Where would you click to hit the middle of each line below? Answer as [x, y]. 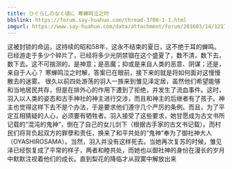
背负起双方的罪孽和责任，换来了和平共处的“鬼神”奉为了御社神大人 [119, 133]
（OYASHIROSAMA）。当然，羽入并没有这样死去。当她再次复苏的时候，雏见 [115, 141]
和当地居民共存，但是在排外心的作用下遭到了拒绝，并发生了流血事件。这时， [116, 90]
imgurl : [18, 26]
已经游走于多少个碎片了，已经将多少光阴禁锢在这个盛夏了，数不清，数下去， [116, 55]
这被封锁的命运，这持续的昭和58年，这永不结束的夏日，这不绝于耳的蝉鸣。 [114, 47]
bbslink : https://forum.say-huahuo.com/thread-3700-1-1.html [97, 20]
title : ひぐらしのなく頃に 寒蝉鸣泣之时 [58, 13]
